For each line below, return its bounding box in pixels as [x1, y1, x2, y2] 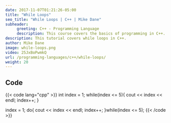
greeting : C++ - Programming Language [16, 26, 100, 32]
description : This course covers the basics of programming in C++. [16, 31, 166, 36]
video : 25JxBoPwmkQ [5, 50, 47, 55]
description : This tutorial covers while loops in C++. [5, 36, 127, 41]
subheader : [5, 21, 29, 27]
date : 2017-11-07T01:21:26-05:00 [5, 7, 77, 13]
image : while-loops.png [5, 45, 56, 50]
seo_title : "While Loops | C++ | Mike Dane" [5, 17, 102, 22]
